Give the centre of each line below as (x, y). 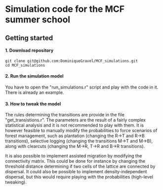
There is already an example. (35, 92)
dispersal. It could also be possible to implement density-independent (76, 172)
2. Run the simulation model (34, 76)
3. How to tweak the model (33, 104)
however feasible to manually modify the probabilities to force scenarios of (81, 131)
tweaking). (16, 182)
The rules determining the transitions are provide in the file (65, 115)
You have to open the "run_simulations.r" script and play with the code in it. (82, 87)
